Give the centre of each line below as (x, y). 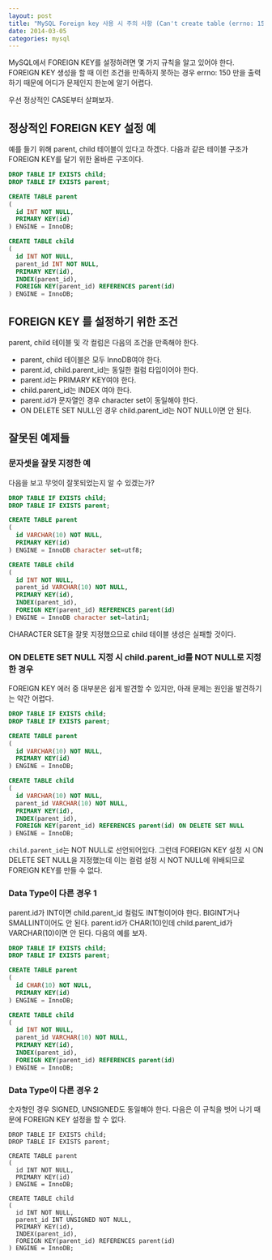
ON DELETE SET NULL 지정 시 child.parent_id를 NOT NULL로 (126, 657)
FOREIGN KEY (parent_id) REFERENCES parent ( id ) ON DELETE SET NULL (130, 826)
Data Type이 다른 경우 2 (53, 1090)
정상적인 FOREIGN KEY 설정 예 (82, 128)
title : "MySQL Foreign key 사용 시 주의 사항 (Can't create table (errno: (131, 23)
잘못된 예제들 (39, 438)
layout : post (30, 16)
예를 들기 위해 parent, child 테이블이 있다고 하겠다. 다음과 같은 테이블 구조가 (128, 149)
